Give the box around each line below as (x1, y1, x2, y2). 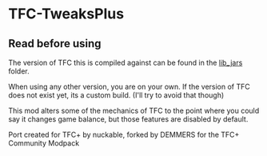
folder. (8, 66, 30, 76)
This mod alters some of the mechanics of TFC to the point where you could (8, 106, 260, 115)
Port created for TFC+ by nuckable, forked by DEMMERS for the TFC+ (8, 130, 240, 139)
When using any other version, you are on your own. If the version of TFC (8, 82, 250, 91)
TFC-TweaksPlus (8, 5, 125, 23)
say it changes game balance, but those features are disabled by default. (8, 114, 249, 124)
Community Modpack (8, 138, 80, 148)
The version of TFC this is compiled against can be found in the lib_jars (8, 58, 243, 67)
